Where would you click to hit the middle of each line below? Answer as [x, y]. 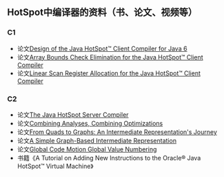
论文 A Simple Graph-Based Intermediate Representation [97, 140]
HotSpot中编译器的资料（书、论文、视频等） [102, 12]
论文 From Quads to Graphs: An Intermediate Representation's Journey [117, 132]
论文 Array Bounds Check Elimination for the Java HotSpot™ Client [110, 57]
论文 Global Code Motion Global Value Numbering [87, 149]
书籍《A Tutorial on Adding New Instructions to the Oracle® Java [109, 158]
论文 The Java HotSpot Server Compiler [73, 114]
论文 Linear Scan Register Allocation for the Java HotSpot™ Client [109, 73]
